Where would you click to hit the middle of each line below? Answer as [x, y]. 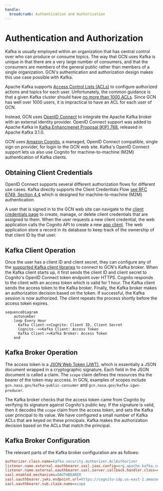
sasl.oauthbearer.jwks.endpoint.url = [43, 479]
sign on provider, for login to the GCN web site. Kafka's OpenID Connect [77, 147]
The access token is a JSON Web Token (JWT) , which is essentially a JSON [81, 364]
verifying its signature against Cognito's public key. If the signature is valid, [80, 404]
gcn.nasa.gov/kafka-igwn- [115, 385]
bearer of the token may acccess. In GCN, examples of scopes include [76, 380]
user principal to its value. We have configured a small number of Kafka [76, 415]
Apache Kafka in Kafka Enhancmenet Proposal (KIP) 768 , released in [73, 127]
